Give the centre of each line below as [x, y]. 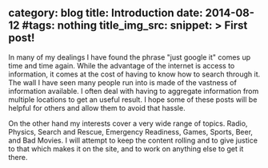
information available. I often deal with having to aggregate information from [134, 91]
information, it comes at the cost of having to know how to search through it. [134, 74]
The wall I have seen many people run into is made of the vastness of [123, 82]
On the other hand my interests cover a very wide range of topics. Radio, [128, 123]
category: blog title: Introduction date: [106, 13]
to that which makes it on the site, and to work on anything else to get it [126, 148]
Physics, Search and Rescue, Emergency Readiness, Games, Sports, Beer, [131, 131]
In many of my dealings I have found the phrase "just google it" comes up [129, 57]
